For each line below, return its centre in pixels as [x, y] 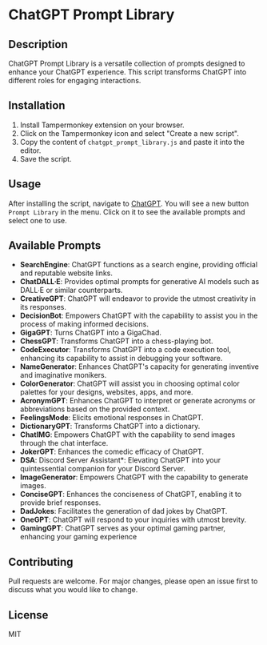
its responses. [43, 307]
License [28, 615]
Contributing [41, 562]
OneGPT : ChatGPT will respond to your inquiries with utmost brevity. [133, 520]
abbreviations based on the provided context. [95, 409]
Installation [37, 106]
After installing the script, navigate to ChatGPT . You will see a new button [129, 203]
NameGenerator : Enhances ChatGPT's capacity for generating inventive [139, 367]
